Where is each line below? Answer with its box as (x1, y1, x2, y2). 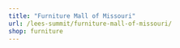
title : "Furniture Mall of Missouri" (8, 11, 136, 20)
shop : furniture (8, 27, 63, 35)
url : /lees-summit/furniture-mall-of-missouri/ (8, 20, 173, 28)
